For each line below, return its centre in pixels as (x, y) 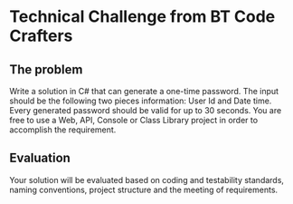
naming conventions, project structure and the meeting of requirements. (144, 189)
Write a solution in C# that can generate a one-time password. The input (144, 91)
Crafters (41, 36)
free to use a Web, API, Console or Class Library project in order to (134, 120)
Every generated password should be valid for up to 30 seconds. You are (146, 110)
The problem (46, 69)
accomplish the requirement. (63, 130)
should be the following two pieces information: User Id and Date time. (141, 101)
